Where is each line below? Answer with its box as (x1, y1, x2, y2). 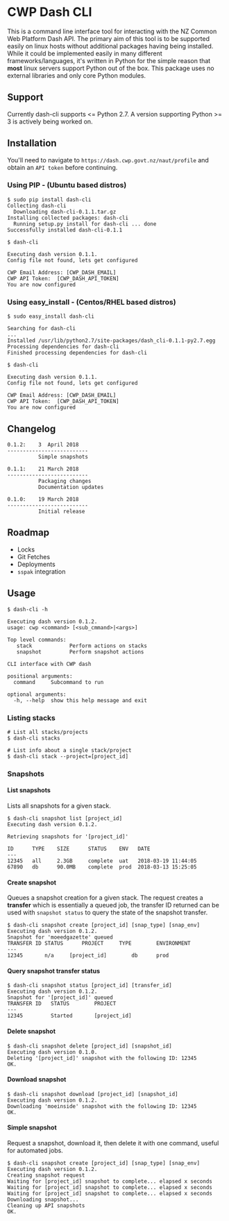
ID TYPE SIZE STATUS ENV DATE (7, 846, 151, 853)
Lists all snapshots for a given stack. (7, 802, 111, 810)
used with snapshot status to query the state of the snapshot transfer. (7, 908, 208, 916)
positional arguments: (7, 672, 73, 680)
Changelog (7, 422, 56, 434)
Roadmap (7, 527, 50, 538)
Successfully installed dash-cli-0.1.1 (7, 226, 123, 233)
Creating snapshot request (7, 1172, 85, 1179)
